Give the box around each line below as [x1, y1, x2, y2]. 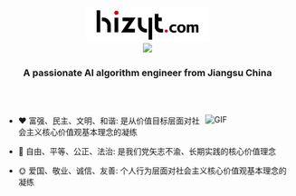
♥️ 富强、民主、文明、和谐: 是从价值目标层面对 [17, 115, 193, 126]
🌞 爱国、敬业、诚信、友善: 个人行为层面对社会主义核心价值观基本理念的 [17, 165, 287, 176]
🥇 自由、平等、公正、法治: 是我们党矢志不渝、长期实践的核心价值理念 [17, 146, 276, 157]
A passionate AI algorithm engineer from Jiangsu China [23, 66, 272, 79]
